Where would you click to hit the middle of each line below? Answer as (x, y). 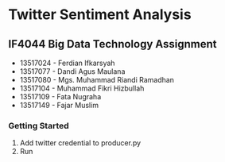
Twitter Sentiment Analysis (100, 15)
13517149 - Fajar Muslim (59, 105)
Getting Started (39, 125)
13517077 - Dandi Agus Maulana (72, 71)
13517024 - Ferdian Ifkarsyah (67, 63)
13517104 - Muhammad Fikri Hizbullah (82, 88)
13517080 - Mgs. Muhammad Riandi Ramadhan (97, 80)
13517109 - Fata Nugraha (60, 96)
